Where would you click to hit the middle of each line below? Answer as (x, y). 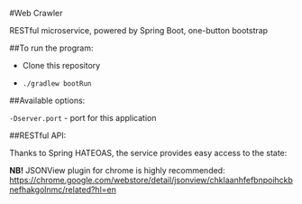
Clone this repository (61, 65)
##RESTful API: (38, 135)
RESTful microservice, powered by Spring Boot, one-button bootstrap (139, 30)
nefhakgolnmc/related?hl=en (63, 190)
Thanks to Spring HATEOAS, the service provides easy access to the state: (148, 153)
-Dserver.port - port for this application (83, 118)
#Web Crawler (36, 13)
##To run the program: (51, 48)
